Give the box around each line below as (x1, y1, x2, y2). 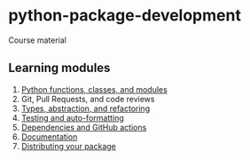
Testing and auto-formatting (20, 112, 125, 123)
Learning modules (8, 60, 111, 76)
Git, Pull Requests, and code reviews (20, 93, 155, 104)
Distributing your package (20, 140, 117, 151)
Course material (8, 35, 67, 45)
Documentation (20, 131, 78, 142)
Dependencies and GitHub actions (20, 122, 147, 132)
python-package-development (8, 5, 241, 26)
